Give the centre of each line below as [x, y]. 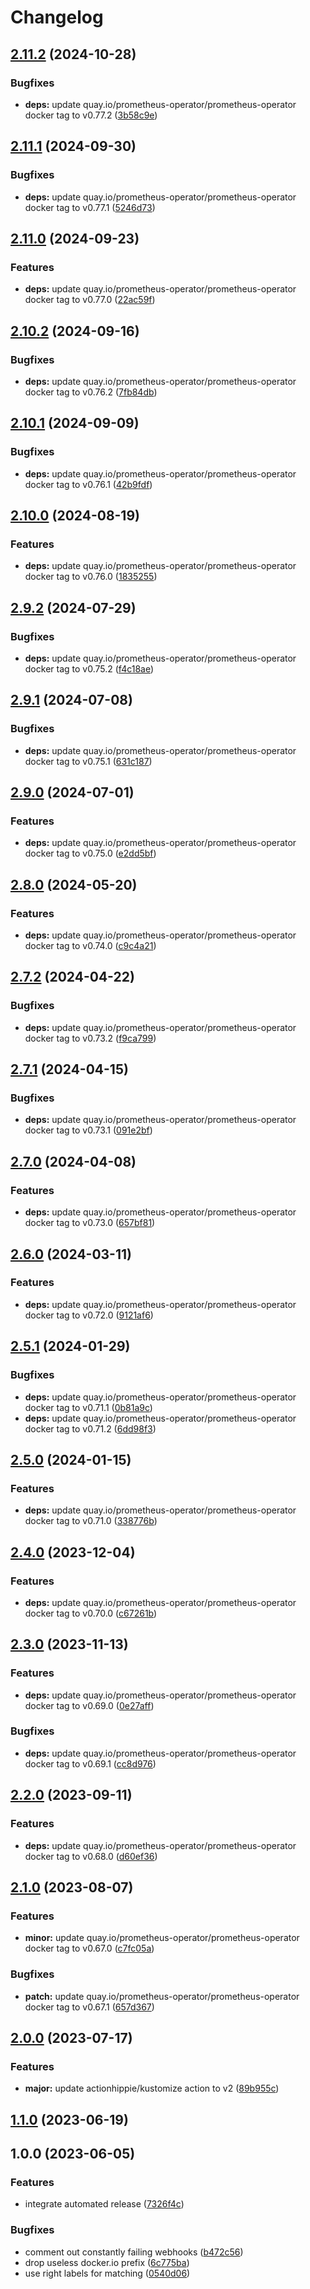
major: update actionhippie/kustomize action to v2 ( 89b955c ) [152, 2088]
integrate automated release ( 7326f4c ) [104, 2204]
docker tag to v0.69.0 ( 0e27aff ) [89, 1705]
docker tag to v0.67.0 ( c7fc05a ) [89, 1948]
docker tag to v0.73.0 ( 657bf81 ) [90, 1223]
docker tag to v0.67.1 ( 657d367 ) [89, 2007]
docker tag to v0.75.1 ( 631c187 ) [88, 761]
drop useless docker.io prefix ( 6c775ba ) [107, 2262]
